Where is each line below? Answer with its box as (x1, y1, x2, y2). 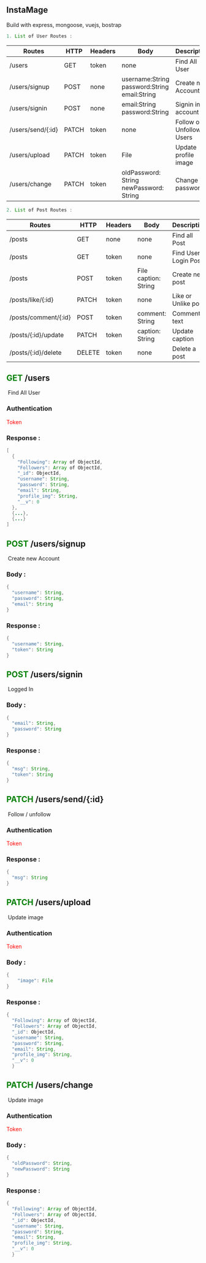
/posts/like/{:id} (9, 295, 54, 304)
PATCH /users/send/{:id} (6, 794, 104, 805)
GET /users (6, 373, 50, 383)
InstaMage (6, 5, 48, 15)
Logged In (7, 686, 34, 693)
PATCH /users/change (6, 1080, 93, 1090)
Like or (172, 291, 192, 300)
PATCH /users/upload (6, 897, 91, 908)
